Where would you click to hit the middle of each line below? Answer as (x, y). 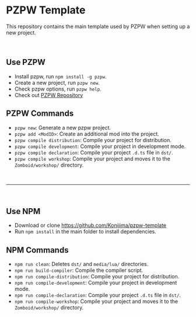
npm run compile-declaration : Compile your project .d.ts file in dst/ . (98, 295)
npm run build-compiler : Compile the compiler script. (79, 270)
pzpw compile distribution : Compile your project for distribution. (93, 140)
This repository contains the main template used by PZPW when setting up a (98, 26)
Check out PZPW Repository (49, 95)
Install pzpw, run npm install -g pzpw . (60, 76)
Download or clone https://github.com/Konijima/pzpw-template (90, 225)
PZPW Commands (40, 114)
